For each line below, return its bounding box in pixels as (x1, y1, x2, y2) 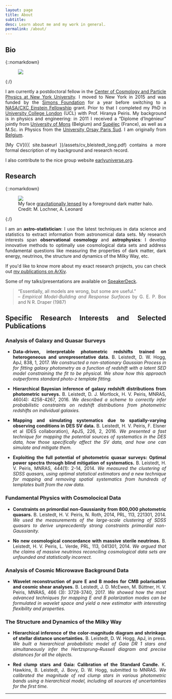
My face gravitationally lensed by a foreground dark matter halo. (18, 200, 154, 207)
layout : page (5, 7, 33, 13)
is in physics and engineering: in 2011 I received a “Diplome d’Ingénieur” (5, 116, 166, 122)
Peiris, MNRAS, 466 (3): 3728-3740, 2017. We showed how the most (12, 589, 166, 596)
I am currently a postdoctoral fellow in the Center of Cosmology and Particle (5, 88, 166, 95)
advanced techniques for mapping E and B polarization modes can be (12, 595, 166, 601)
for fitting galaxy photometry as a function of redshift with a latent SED (12, 365, 166, 371)
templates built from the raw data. (12, 482, 85, 488)
